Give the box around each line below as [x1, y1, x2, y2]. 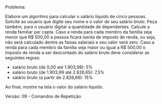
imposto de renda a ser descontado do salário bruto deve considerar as [5, 50, 150, 55]
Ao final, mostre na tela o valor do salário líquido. [5, 84, 104, 89]
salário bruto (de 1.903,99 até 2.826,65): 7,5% [12, 69, 105, 75]
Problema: [5, 4, 26, 10]
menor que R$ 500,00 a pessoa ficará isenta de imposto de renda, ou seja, [5, 34, 156, 40]
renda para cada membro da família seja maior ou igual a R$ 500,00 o [5, 45, 146, 50]
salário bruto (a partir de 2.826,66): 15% [12, 75, 93, 80]
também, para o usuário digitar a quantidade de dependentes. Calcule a [5, 24, 150, 30]
